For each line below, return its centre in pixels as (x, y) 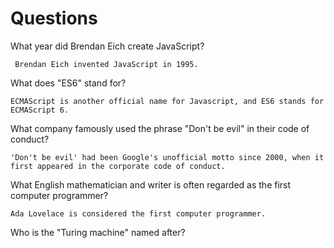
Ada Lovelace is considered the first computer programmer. (138, 213)
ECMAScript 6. (40, 110)
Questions (54, 18)
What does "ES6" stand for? (68, 83)
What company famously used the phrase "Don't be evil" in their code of (160, 128)
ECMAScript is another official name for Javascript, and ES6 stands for (167, 101)
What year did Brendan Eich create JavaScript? (107, 46)
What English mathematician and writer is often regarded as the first (151, 184)
